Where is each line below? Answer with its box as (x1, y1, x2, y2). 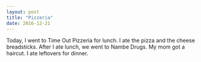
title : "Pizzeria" (6, 15, 53, 21)
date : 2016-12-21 (6, 20, 51, 26)
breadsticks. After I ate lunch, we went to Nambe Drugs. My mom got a (6, 43, 185, 50)
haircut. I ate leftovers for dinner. (6, 50, 89, 57)
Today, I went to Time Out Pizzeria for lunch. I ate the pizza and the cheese (6, 37, 196, 44)
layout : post (6, 9, 40, 15)
